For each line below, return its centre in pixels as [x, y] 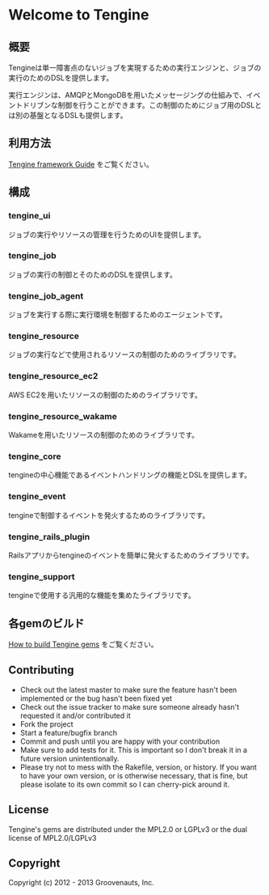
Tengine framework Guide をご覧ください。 [81, 164]
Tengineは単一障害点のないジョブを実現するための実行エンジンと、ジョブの [135, 68]
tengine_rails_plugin [49, 537]
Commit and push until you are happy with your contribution [120, 741]
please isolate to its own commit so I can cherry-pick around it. [125, 784]
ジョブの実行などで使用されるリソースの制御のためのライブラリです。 [124, 354]
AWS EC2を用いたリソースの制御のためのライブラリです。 [105, 395]
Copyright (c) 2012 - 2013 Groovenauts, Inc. [82, 883]
